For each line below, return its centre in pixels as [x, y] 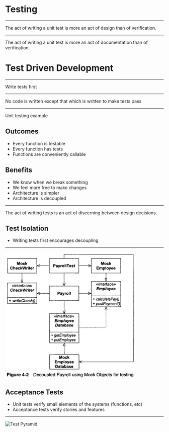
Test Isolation [27, 228]
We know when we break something [50, 182]
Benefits [19, 170]
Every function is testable [39, 143]
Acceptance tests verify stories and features [58, 410]
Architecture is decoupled [39, 198]
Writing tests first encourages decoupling [56, 240]
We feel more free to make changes [50, 188]
